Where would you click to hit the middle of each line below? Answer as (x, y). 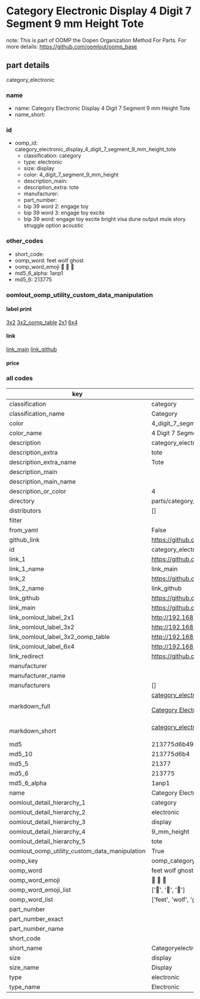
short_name (26, 948)
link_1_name (27, 568)
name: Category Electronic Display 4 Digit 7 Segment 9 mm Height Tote (102, 108)
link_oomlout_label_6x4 (42, 646)
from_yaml (24, 530)
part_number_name (36, 929)
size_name (24, 967)
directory (22, 501)
